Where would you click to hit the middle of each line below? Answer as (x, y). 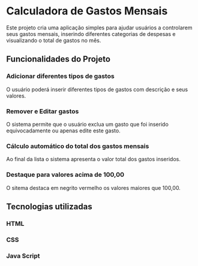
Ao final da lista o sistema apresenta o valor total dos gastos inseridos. (94, 159)
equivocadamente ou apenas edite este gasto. (64, 131)
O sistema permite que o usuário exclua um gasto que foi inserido (88, 124)
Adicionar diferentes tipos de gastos (61, 76)
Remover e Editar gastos (43, 111)
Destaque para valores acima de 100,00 (65, 175)
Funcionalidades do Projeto (58, 59)
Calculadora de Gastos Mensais (87, 11)
